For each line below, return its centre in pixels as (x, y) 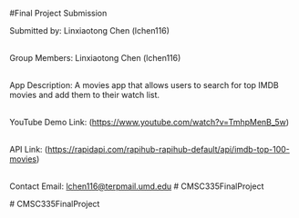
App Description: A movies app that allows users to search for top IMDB (144, 85)
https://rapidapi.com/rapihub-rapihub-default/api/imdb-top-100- (168, 149)
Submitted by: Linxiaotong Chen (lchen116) (90, 30)
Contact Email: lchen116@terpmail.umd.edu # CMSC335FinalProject (137, 186)
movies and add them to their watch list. (85, 95)
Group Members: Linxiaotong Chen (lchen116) (95, 58)
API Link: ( (29, 149)
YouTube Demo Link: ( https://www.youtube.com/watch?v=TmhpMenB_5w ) (149, 122)
